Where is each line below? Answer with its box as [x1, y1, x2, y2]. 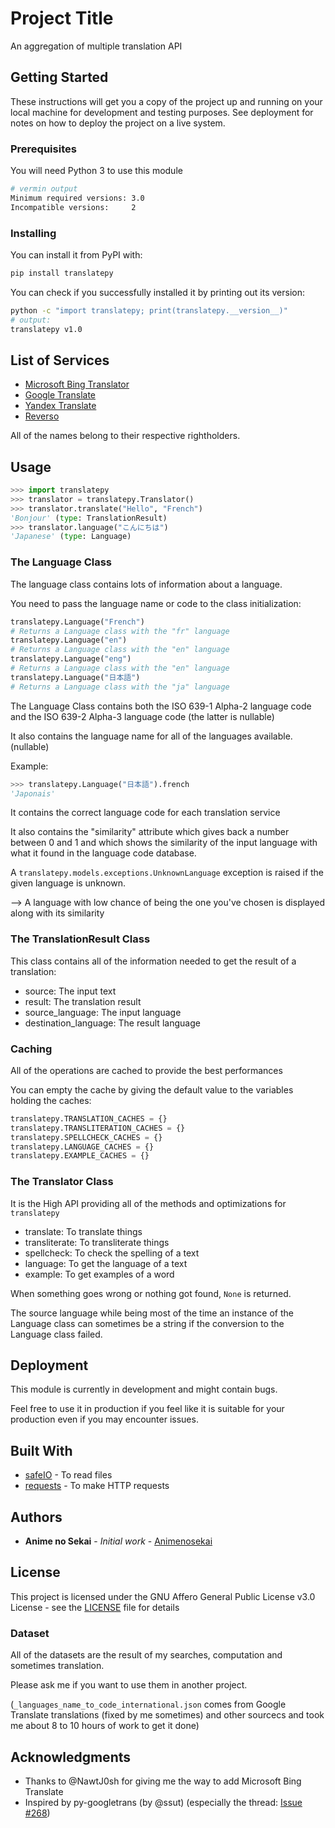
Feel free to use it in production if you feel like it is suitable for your [10, 1403, 285, 1415]
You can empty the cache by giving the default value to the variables [10, 1083, 294, 1096]
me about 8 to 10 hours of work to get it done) [10, 1720, 200, 1732]
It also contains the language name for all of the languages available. [10, 730, 293, 742]
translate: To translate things [24, 1225, 143, 1237]
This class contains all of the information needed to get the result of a [10, 955, 297, 967]
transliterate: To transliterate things [24, 1236, 170, 1248]
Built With [10, 1442, 73, 1459]
